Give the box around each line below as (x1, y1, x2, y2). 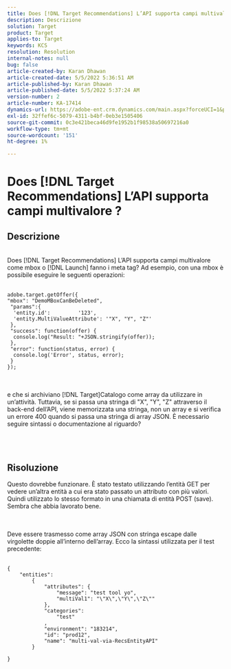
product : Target (7, 29, 54, 37)
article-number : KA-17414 (7, 100, 81, 107)
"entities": (19, 571, 54, 578)
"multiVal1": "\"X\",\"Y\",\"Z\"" (56, 595, 155, 602)
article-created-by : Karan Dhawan (7, 68, 107, 74)
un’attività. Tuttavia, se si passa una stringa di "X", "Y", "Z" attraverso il (7, 398, 208, 406)
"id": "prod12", (43, 631, 91, 638)
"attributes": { (43, 583, 91, 590)
